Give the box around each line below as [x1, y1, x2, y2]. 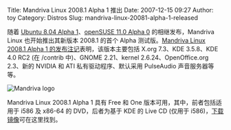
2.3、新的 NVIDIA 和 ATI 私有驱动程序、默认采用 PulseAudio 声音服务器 [7, 62, 208, 70]
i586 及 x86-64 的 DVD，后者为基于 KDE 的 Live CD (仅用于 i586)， [20, 107, 212, 115]
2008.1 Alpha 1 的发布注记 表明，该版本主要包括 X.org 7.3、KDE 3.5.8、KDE [7, 45, 219, 53]
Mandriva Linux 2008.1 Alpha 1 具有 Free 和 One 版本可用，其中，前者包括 [7, 99, 217, 106]
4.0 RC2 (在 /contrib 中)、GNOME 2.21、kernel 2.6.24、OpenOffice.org [7, 53, 209, 62]
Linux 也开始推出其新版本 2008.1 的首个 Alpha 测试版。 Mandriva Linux [7, 36, 206, 44]
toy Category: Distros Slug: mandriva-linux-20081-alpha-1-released [7, 14, 198, 22]
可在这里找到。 [19, 116, 62, 123]
